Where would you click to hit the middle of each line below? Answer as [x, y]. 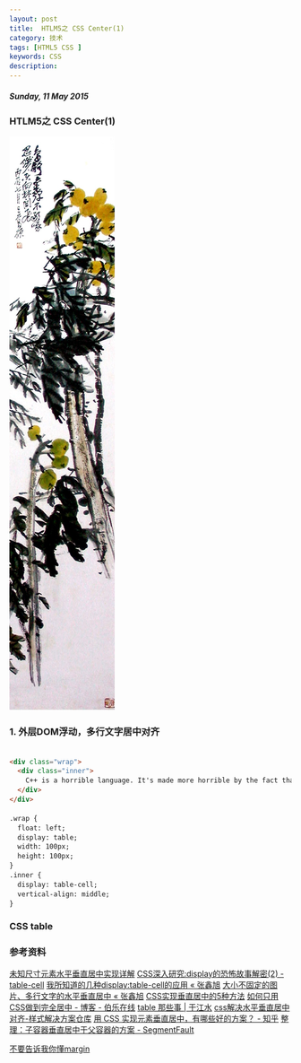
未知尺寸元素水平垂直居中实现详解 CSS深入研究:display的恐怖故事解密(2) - [147, 973]
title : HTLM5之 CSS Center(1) [67, 28]
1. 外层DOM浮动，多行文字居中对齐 [85, 732]
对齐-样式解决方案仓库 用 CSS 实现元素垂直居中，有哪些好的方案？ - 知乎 [144, 1018]
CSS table [31, 927]
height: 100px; [46, 857]
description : [34, 66]
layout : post [34, 19]
